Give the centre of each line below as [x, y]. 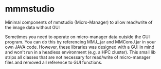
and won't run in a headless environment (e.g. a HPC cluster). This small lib [80, 52]
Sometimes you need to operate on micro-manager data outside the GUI [77, 37]
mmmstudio [30, 9]
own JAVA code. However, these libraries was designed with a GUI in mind [80, 47]
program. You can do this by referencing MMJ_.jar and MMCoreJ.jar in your [80, 41]
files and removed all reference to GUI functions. [54, 62]
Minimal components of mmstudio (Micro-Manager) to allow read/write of [79, 22]
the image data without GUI [32, 27]
